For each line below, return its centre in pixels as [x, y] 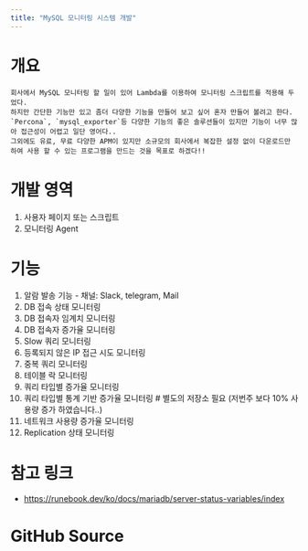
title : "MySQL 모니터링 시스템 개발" [74, 18]
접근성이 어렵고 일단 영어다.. [69, 132]
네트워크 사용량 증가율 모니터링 [79, 421]
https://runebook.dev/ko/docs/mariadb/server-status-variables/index [154, 499]
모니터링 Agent [51, 228]
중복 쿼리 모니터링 [55, 364]
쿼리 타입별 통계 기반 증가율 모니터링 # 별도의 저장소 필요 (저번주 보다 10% [156, 398]
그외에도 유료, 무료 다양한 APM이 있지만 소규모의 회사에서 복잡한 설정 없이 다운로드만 [151, 141]
